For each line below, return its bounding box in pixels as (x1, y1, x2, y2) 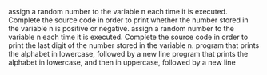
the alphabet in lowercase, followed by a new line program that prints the (8, 49, 249, 58)
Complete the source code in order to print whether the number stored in (8, 15, 249, 25)
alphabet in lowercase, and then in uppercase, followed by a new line (8, 57, 236, 67)
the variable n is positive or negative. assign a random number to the (8, 24, 234, 33)
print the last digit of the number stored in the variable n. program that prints (8, 41, 260, 50)
